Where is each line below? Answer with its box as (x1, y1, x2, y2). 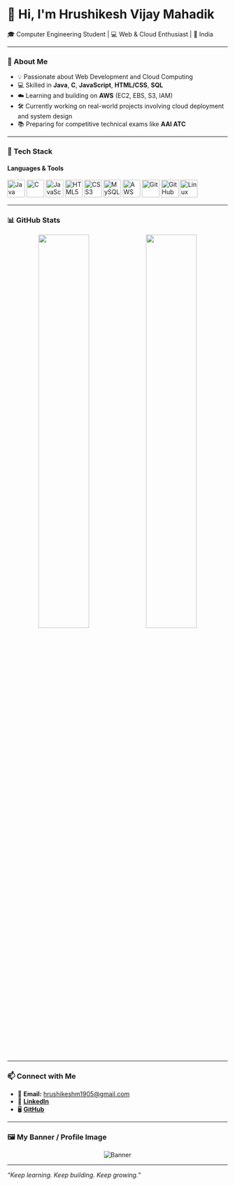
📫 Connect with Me (7, 1071, 76, 1081)
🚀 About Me (7, 56, 48, 66)
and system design (17, 112, 73, 121)
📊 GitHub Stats (7, 215, 61, 225)
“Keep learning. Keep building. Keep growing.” (7, 1171, 141, 1180)
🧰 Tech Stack (7, 146, 53, 156)
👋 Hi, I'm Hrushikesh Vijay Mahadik (7, 6, 215, 22)
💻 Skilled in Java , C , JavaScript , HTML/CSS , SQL (17, 81, 164, 90)
